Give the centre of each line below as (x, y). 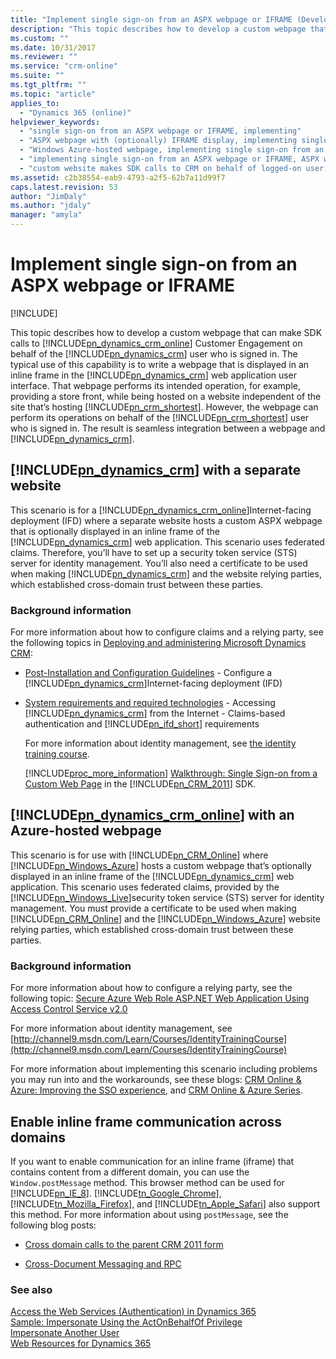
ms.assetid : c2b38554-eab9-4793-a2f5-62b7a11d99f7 (118, 177)
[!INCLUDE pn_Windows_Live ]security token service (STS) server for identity (167, 897)
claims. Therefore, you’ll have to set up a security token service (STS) (154, 552)
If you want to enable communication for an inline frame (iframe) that (152, 1161)
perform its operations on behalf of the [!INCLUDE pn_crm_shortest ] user (160, 417)
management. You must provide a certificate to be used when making (153, 908)
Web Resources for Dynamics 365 (81, 1343)
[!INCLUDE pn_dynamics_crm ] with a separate (156, 470)
